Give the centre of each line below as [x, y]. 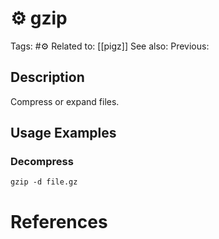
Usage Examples [63, 133]
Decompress [42, 162]
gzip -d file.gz [44, 182]
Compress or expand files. [65, 101]
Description [47, 77]
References [59, 221]
